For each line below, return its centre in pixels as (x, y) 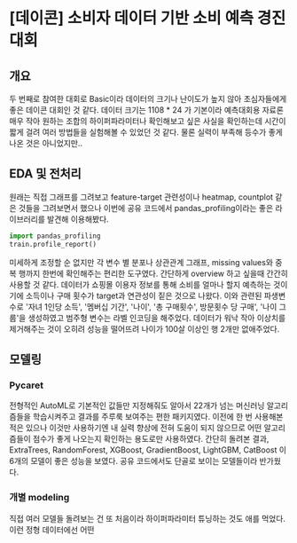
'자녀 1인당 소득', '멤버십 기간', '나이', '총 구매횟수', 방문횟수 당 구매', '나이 (151, 306)
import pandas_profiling (55, 236)
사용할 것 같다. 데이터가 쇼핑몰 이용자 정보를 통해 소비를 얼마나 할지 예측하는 (141, 284)
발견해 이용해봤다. (78, 219)
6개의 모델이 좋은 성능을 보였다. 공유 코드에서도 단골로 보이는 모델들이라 (133, 461)
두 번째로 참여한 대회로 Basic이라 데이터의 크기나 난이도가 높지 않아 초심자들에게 (148, 99)
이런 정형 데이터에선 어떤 (52, 530)
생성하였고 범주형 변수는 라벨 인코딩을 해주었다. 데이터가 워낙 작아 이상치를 (157, 318)
